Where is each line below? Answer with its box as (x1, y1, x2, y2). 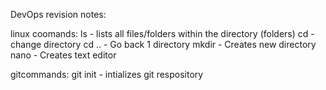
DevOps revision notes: (10, 9, 107, 20)
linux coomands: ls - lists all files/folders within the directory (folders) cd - (10, 28, 315, 39)
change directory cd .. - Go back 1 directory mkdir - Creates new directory (10, 39, 317, 50)
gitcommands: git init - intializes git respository (10, 69, 204, 80)
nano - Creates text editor (10, 49, 117, 61)
